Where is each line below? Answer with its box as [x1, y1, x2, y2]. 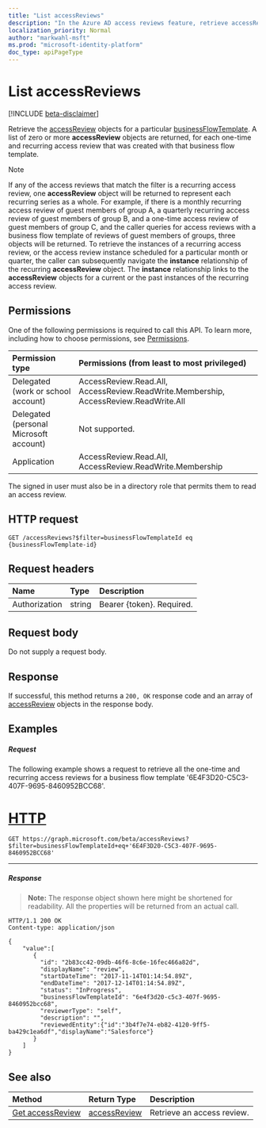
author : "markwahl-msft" [8, 33, 90, 42]
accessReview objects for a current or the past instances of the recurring [8, 273, 249, 282]
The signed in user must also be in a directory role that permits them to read [8, 481, 256, 491]
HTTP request [8, 513, 79, 526]
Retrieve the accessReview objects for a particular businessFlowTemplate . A [8, 124, 257, 133]
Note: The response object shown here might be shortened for [27, 893, 234, 903]
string [70, 599, 92, 610]
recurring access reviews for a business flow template [8, 773, 185, 782]
